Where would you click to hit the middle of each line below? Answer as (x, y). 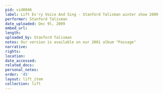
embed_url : (16, 28)
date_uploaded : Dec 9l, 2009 (35, 24)
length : (13, 33)
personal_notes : (22, 70)
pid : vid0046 (19, 10)
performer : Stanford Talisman (36, 19)
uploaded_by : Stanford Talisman (38, 38)
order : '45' (17, 75)
